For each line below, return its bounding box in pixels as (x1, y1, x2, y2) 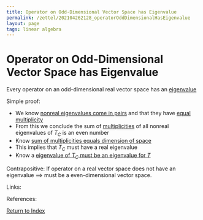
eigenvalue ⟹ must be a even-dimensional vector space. (6, 171, 152, 178)
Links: (6, 183, 21, 191)
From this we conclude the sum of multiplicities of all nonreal (15, 123, 169, 130)
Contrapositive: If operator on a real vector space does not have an (6, 165, 176, 172)
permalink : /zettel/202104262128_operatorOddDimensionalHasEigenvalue (6, 15, 191, 21)
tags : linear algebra (6, 26, 62, 32)
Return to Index (6, 207, 45, 214)
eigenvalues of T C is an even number (15, 129, 109, 138)
